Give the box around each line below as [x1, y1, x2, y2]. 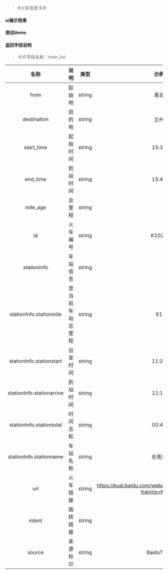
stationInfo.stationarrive [7, 389, 64, 396]
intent [28, 517, 42, 524]
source [27, 549, 44, 556]
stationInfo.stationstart [9, 357, 62, 364]
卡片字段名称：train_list [17, 54, 66, 60]
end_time [24, 176, 46, 183]
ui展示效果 [5, 17, 27, 23]
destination [22, 116, 49, 123]
